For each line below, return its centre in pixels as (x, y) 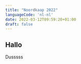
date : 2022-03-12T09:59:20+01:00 (41, 19)
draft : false (19, 24)
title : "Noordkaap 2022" (32, 10)
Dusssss (14, 57)
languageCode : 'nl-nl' (29, 15)
